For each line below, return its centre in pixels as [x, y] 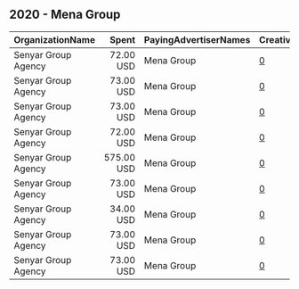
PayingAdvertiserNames [197, 39]
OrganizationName [55, 39]
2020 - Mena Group [65, 15]
